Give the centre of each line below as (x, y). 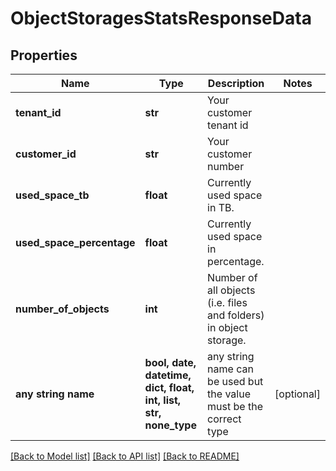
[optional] (297, 394)
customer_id (46, 154)
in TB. (221, 207)
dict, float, (169, 387)
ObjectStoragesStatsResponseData (161, 18)
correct (224, 419)
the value (229, 394)
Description (236, 83)
